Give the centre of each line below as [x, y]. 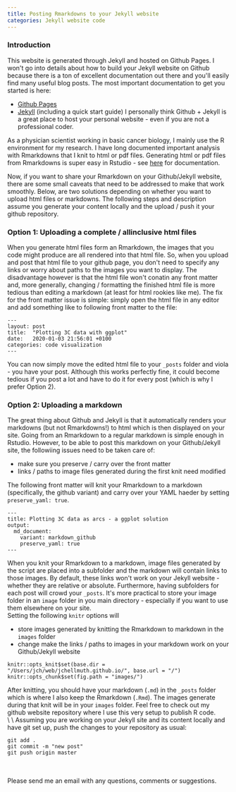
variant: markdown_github [58, 538]
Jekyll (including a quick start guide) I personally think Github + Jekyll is [122, 111]
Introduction [29, 45]
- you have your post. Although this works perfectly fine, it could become [113, 372]
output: [19, 525]
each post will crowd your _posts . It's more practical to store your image [112, 593]
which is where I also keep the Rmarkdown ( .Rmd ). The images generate [112, 697]
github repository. [33, 214]
